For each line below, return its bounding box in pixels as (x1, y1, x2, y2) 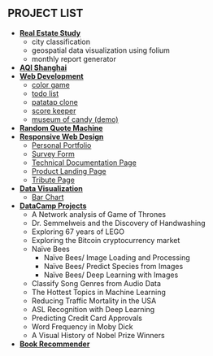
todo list (31, 89, 59, 98)
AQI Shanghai (19, 63, 67, 72)
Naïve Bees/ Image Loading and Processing (43, 252, 190, 263)
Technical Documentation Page (31, 158, 137, 167)
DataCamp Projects (19, 201, 87, 211)
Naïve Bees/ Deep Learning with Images (43, 270, 179, 280)
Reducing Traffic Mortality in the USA (31, 296, 157, 306)
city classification (31, 37, 91, 46)
